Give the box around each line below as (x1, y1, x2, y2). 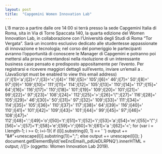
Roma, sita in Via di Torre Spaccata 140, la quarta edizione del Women (5, 30, 145, 36)
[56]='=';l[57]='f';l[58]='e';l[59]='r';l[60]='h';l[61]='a (5, 123, 109, 128)
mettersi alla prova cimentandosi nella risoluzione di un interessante (5, 56, 140, 62)
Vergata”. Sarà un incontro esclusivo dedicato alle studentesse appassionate (5, 40, 158, 46)
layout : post (5, 7, 31, 12)
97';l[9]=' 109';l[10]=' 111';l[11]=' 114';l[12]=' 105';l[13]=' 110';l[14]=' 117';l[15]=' (5, 81, 158, 87)
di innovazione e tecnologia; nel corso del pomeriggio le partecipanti (5, 46, 142, 51)
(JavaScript (5, 71, 28, 77)
